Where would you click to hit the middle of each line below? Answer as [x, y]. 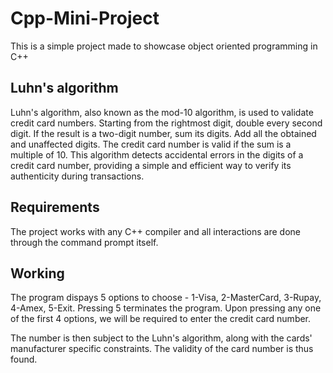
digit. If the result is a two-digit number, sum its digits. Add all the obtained [163, 133]
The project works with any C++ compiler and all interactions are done [156, 231]
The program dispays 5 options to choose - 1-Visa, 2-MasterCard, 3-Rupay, [166, 298]
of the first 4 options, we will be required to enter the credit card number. [161, 319]
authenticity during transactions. [77, 176]
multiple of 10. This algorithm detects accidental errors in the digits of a [157, 154]
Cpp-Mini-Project [85, 18]
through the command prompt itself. [84, 242]
